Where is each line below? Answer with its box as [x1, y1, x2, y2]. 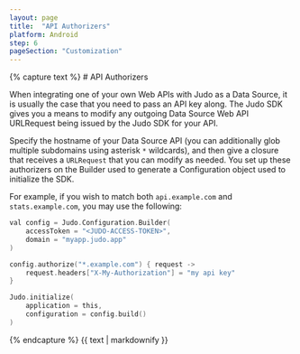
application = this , [25, 302, 103, 311]
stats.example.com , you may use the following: [9, 200, 183, 212]
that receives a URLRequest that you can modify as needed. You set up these [9, 154, 291, 165]
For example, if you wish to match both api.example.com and [9, 191, 232, 202]
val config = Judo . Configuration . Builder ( [9, 219, 171, 228]
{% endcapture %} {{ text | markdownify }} [9, 334, 168, 345]
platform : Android [9, 30, 78, 39]
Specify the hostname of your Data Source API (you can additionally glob [9, 135, 281, 146]
